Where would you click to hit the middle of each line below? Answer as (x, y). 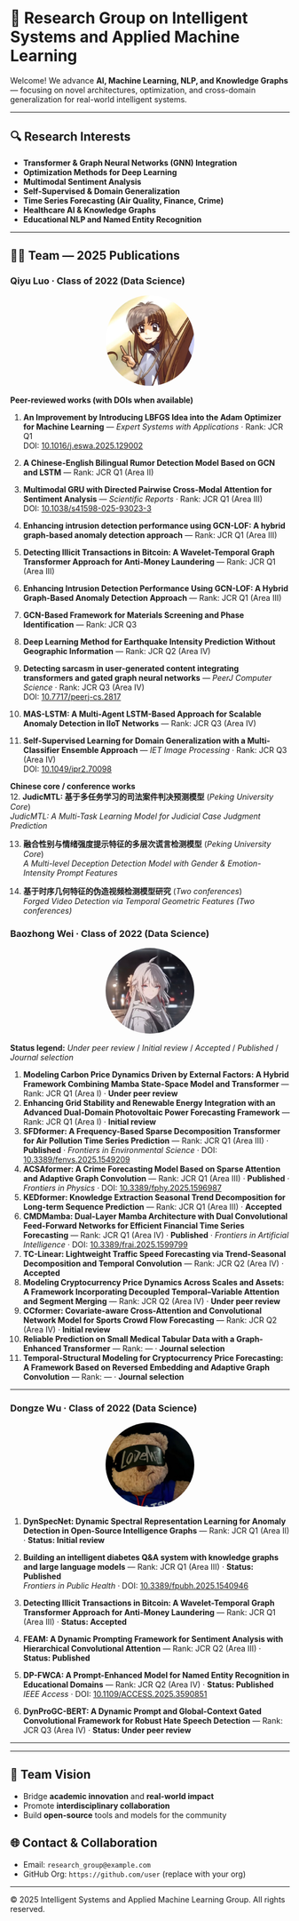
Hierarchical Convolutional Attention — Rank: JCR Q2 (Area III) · (142, 1648)
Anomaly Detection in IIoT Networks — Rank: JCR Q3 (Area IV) (139, 723)
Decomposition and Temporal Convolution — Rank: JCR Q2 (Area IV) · (153, 1264)
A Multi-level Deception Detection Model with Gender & (124, 863)
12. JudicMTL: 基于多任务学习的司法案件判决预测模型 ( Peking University (142, 796)
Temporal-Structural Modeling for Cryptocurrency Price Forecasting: (153, 1358)
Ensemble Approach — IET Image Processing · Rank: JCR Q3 (174, 749)
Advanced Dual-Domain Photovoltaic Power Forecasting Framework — (156, 1113)
